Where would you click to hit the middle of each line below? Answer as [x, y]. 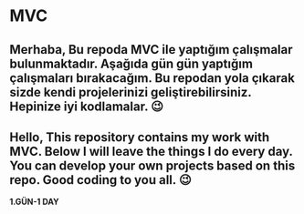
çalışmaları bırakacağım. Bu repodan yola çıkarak [152, 78]
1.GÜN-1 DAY [34, 202]
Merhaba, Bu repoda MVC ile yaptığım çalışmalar [152, 50]
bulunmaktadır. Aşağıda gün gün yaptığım [131, 63]
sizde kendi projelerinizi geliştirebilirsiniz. [131, 92]
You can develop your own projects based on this [152, 165]
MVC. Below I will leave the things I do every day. [151, 151]
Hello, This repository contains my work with [140, 137]
